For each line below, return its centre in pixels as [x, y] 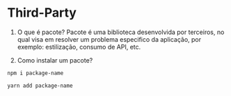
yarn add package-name [40, 86]
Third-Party [42, 13]
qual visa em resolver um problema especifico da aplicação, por [109, 39]
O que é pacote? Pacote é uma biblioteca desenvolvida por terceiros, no [121, 32]
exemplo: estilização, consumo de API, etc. [79, 47]
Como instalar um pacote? [55, 60]
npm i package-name [35, 73]
